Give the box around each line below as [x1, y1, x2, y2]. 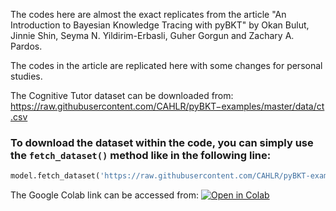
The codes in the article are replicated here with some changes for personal [10, 60, 323, 71]
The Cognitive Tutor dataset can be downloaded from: [10, 90, 234, 101]
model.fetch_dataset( [10, 171, 101, 181]
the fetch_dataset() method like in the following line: [10, 148, 272, 162]
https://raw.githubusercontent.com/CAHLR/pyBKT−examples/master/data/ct [10, 100, 325, 112]
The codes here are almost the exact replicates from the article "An [10, 9, 287, 20]
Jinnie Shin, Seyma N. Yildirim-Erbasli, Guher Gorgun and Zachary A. [10, 30, 295, 41]
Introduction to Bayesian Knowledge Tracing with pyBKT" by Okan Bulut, [10, 19, 310, 31]
